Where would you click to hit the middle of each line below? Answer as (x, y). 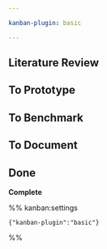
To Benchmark (46, 118)
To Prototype (42, 90)
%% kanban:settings (43, 208)
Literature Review (54, 63)
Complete (26, 192)
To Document (43, 145)
